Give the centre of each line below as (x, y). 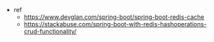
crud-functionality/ (50, 31)
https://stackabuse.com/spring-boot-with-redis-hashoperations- (115, 24)
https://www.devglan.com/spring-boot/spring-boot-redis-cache (114, 17)
